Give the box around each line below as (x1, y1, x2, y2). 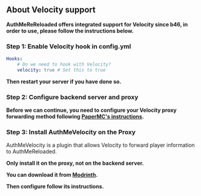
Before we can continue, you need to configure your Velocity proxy (6, 106, 177, 114)
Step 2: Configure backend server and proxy (6, 93, 139, 101)
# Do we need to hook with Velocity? (17, 61, 112, 67)
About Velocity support (6, 5, 96, 15)
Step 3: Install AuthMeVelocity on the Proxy (6, 127, 136, 136)
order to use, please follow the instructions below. (6, 27, 134, 34)
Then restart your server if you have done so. (6, 78, 122, 85)
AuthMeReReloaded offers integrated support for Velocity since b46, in (6, 20, 188, 28)
